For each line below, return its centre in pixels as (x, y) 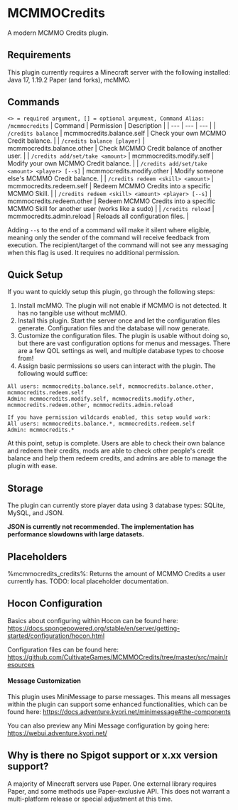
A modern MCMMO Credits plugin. (58, 33)
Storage (26, 488)
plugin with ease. (32, 466)
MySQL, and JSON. (36, 513)
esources (21, 664)
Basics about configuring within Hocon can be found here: (93, 620)
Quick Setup (35, 275)
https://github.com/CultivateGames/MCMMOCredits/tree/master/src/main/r (118, 657)
